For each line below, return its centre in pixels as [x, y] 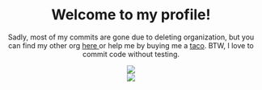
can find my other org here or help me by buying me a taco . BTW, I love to [131, 45]
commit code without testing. [131, 54]
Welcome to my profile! [131, 15]
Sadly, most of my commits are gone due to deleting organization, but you [131, 37]
